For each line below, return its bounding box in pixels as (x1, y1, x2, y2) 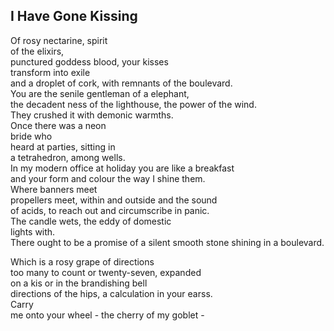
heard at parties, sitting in (10, 140, 116, 153)
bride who (10, 130, 53, 142)
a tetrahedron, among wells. (10, 151, 126, 163)
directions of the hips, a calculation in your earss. (10, 287, 213, 299)
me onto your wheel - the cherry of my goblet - (10, 309, 205, 321)
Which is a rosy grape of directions (10, 255, 155, 268)
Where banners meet (10, 183, 98, 195)
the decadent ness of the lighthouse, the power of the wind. (10, 98, 257, 110)
